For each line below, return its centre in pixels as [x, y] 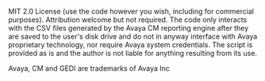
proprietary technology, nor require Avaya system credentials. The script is [131, 45]
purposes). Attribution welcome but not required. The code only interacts [128, 20]
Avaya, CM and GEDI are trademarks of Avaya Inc [89, 68]
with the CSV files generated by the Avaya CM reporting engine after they [129, 28]
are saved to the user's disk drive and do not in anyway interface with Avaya [133, 36]
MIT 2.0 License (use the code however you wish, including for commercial [131, 11]
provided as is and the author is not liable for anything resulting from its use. [133, 53]
